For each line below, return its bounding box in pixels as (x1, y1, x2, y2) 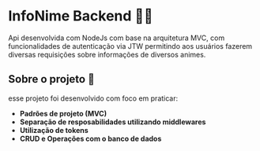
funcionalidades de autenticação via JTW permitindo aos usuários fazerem (8, 41, 253, 50)
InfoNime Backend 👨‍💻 (8, 7, 153, 25)
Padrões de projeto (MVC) (19, 109, 107, 118)
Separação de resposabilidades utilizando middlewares (19, 117, 206, 127)
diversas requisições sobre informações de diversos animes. (8, 50, 206, 59)
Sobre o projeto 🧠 (8, 72, 95, 86)
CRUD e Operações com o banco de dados (19, 134, 162, 143)
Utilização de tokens (19, 125, 89, 134)
